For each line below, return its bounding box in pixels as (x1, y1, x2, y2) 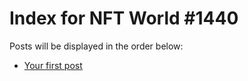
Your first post (23, 59, 83, 71)
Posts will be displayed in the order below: (9, 40, 184, 52)
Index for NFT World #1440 (9, 7, 239, 30)
